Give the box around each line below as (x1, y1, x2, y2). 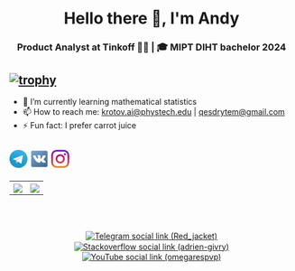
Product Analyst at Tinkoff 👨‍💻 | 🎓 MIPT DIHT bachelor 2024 (16, 41, 287, 53)
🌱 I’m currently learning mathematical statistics (22, 96, 198, 107)
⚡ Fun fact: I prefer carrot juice (22, 119, 137, 130)
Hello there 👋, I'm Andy (63, 8, 240, 29)
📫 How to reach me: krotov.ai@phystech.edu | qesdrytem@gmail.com (22, 106, 286, 117)
